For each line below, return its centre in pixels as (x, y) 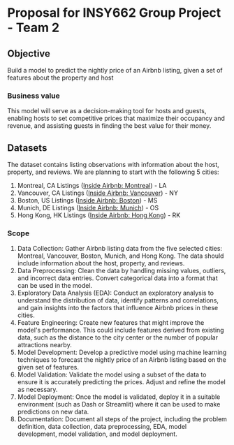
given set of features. (48, 367)
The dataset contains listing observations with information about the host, (114, 165)
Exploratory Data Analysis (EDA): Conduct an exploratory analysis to (116, 293)
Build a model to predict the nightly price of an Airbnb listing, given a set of (115, 70)
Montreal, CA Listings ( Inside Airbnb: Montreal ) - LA (92, 186)
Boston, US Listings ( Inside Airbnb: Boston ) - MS (87, 200)
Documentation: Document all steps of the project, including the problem (122, 419)
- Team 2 (34, 28)
